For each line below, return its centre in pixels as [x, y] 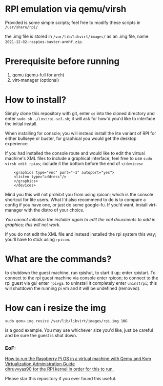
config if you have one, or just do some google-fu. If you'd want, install [76, 204]
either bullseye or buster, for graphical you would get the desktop [71, 138]
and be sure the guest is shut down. [41, 335]
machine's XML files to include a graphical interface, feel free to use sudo [79, 158]
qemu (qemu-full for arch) [38, 75]
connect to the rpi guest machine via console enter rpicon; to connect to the [82, 278]
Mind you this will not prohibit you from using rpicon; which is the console [79, 194]
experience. [17, 143]
